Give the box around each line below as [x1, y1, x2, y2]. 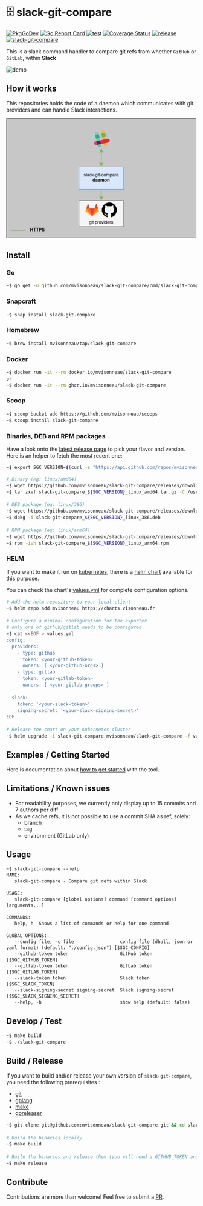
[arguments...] [6, 902, 45, 908]
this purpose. [6, 575, 39, 582]
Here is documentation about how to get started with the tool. [6, 765, 159, 773]
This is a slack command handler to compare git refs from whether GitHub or [6, 47, 196, 55]
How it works [6, 84, 57, 94]
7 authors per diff [14, 806, 59, 813]
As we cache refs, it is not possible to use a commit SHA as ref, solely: [14, 812, 190, 819]
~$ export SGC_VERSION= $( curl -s [6, 464, 91, 470]
